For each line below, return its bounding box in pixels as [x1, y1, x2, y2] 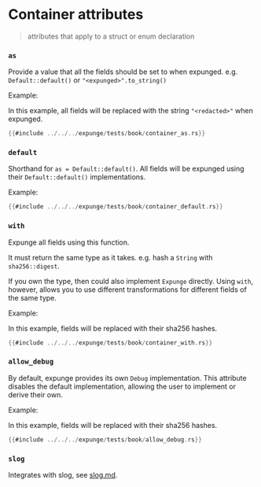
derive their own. [8, 389, 63, 399]
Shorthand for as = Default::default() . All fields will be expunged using [8, 164, 245, 174]
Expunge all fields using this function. [8, 238, 130, 247]
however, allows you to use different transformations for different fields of [8, 285, 248, 294]
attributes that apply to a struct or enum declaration [27, 31, 195, 41]
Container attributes [8, 6, 144, 24]
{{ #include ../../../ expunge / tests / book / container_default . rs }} [8, 203, 223, 211]
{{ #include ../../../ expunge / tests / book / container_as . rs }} [8, 130, 206, 138]
